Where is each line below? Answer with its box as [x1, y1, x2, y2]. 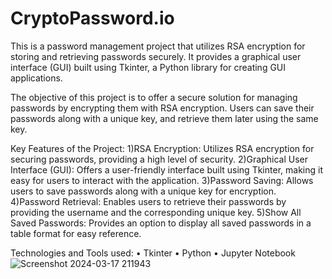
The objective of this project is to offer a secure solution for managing [10, 91, 298, 103]
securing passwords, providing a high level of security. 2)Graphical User [10, 153, 308, 165]
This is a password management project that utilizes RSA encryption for [10, 40, 306, 52]
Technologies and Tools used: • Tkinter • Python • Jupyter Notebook [10, 247, 296, 259]
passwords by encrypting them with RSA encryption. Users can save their [10, 102, 315, 114]
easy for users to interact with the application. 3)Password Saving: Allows [10, 174, 314, 186]
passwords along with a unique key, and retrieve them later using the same [10, 112, 319, 124]
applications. [10, 72, 63, 84]
